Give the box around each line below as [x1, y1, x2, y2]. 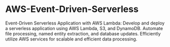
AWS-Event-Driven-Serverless [5, 3, 139, 15]
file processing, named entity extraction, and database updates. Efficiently [5, 30, 161, 36]
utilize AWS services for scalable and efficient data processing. [5, 36, 138, 42]
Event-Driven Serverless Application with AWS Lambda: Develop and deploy [5, 20, 165, 26]
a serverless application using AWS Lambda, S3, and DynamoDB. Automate [5, 25, 163, 31]
